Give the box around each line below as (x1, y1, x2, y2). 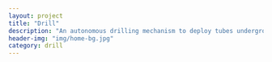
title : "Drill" (8, 19, 60, 27)
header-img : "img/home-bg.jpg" (8, 34, 114, 43)
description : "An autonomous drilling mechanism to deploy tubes (8, 27, 233, 35)
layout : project (8, 11, 63, 20)
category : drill (8, 42, 63, 50)
